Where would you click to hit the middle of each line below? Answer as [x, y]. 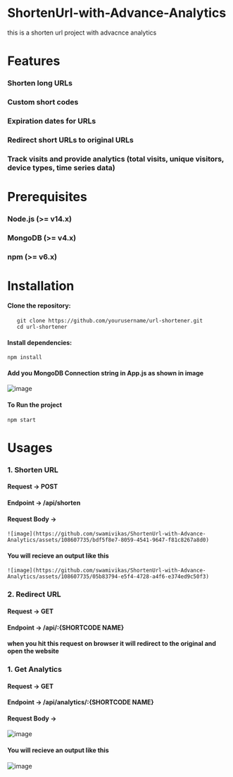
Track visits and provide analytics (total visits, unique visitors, [116, 159]
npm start [22, 420]
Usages [30, 448]
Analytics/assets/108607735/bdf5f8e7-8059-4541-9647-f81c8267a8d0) [108, 540]
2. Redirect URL [34, 594]
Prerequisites [48, 197]
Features [34, 61]
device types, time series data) [61, 167]
